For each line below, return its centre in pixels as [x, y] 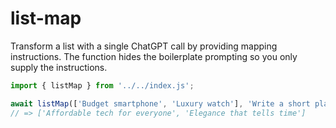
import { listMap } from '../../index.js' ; [102, 85]
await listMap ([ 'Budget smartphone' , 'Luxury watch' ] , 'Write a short [160, 103]
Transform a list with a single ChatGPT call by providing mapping [144, 46]
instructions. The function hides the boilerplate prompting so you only [154, 56]
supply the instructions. [59, 67]
